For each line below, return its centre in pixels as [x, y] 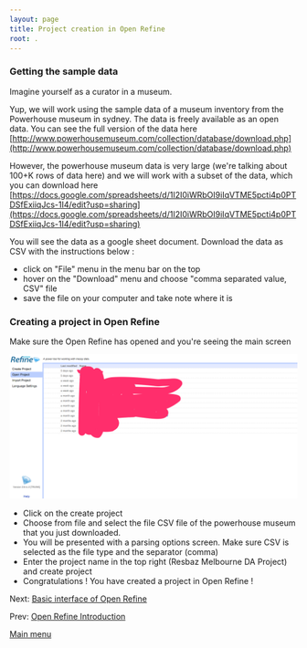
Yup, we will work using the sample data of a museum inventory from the [147, 109]
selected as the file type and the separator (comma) [121, 551]
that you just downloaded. [72, 532]
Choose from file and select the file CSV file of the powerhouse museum [159, 523]
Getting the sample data [64, 71]
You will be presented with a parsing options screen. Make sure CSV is [156, 542]
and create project [58, 571]
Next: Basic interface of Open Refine [79, 599]
